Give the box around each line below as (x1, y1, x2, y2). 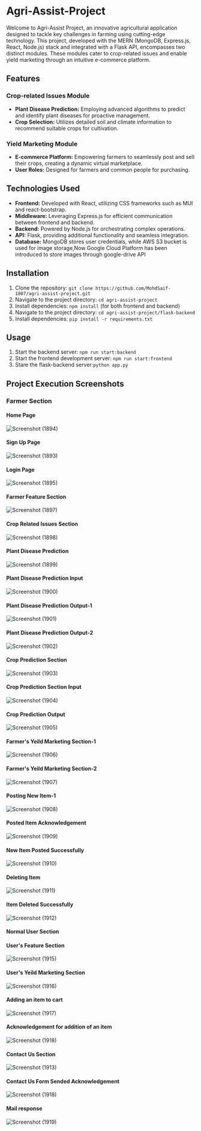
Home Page (6, 411, 36, 419)
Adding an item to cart (6, 996, 63, 1003)
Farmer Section (6, 396, 52, 405)
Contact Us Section (6, 1050, 56, 1058)
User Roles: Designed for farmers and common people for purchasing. (14, 166, 190, 173)
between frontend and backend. (14, 219, 95, 226)
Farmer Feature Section (6, 493, 67, 500)
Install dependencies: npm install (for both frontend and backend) (14, 302, 181, 310)
